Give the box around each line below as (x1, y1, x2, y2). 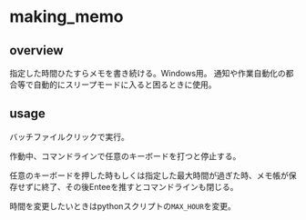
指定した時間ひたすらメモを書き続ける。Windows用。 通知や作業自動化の (9, 68, 286, 78)
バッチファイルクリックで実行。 (9, 131, 129, 142)
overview (9, 43, 64, 58)
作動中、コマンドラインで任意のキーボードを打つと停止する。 (9, 150, 241, 161)
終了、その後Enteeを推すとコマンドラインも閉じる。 (40, 181, 239, 192)
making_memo (9, 6, 124, 27)
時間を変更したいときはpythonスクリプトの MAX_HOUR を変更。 (9, 200, 237, 211)
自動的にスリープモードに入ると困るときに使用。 (33, 79, 217, 90)
